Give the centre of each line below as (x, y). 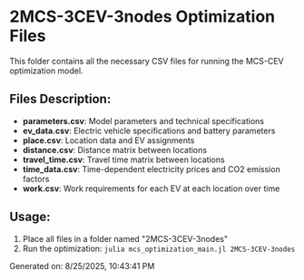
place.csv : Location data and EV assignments (108, 140)
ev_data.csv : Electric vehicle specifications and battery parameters (149, 130)
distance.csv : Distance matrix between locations (114, 150)
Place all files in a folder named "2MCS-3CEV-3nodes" (125, 238)
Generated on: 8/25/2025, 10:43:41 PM (82, 266)
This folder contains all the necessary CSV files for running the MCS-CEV (147, 61)
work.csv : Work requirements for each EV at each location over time (151, 188)
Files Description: (60, 99)
